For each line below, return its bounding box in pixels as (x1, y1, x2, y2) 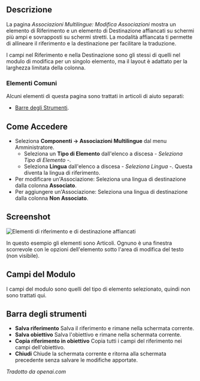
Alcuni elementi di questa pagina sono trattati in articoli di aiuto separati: (6, 93, 184, 100)
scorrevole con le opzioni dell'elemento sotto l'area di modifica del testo (6, 245, 184, 253)
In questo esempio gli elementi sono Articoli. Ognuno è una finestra (6, 239, 172, 246)
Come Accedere (6, 121, 68, 132)
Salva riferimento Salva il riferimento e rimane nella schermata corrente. (14, 325, 195, 332)
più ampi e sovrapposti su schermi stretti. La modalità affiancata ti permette (6, 33, 193, 41)
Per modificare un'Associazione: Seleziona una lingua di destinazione (14, 175, 187, 182)
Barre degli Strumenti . (14, 104, 69, 111)
